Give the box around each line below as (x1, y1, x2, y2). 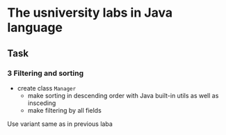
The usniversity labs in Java (7, 5, 172, 21)
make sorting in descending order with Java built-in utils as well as (27, 91, 219, 100)
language (7, 19, 63, 35)
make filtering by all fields (27, 106, 102, 114)
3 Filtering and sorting (7, 68, 84, 78)
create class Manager (17, 84, 76, 92)
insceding (27, 99, 56, 107)
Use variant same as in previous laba (7, 120, 113, 128)
